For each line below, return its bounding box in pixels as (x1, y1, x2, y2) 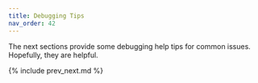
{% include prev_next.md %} (8, 65, 103, 75)
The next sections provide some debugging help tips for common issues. (8, 41, 252, 51)
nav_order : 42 (8, 19, 56, 27)
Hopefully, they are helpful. (8, 50, 98, 60)
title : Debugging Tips (8, 11, 85, 20)
